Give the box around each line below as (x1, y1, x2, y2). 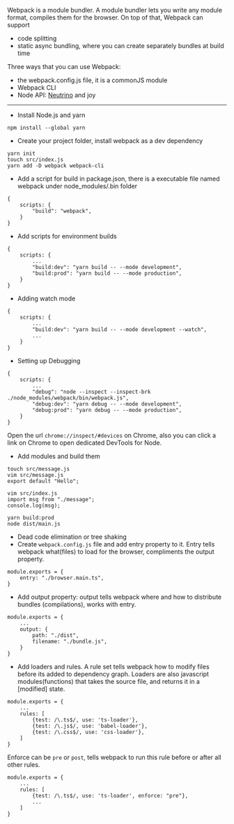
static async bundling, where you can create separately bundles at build (17, 42, 224, 49)
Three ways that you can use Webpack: (7, 63, 121, 70)
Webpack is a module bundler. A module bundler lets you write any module (7, 6, 223, 14)
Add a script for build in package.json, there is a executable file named (17, 174, 221, 183)
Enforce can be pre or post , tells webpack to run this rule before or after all (7, 753, 221, 761)
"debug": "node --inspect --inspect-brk (32, 388, 151, 395)
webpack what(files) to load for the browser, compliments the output (17, 547, 214, 556)
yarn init (7, 150, 36, 157)
